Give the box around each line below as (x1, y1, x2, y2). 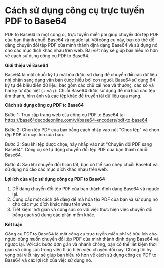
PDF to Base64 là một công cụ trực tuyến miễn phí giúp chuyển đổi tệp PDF (5, 32, 159, 37)
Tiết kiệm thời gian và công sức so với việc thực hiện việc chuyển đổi (12, 206, 153, 212)
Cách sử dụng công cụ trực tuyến (5, 5, 145, 16)
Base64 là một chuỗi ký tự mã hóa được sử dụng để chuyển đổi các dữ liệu (5, 71, 157, 77)
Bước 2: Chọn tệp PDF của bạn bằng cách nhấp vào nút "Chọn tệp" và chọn (5, 126, 159, 133)
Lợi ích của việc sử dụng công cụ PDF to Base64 (5, 176, 105, 182)
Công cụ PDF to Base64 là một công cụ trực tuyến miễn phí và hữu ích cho (5, 231, 157, 236)
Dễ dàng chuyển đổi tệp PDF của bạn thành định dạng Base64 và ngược (12, 185, 159, 192)
